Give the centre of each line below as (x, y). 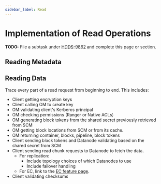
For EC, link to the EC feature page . (54, 171)
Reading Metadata (33, 62)
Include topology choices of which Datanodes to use (79, 161)
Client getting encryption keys (42, 99)
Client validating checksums (40, 176)
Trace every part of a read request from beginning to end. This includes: (77, 90)
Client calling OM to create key (43, 104)
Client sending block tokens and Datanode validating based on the (78, 140)
